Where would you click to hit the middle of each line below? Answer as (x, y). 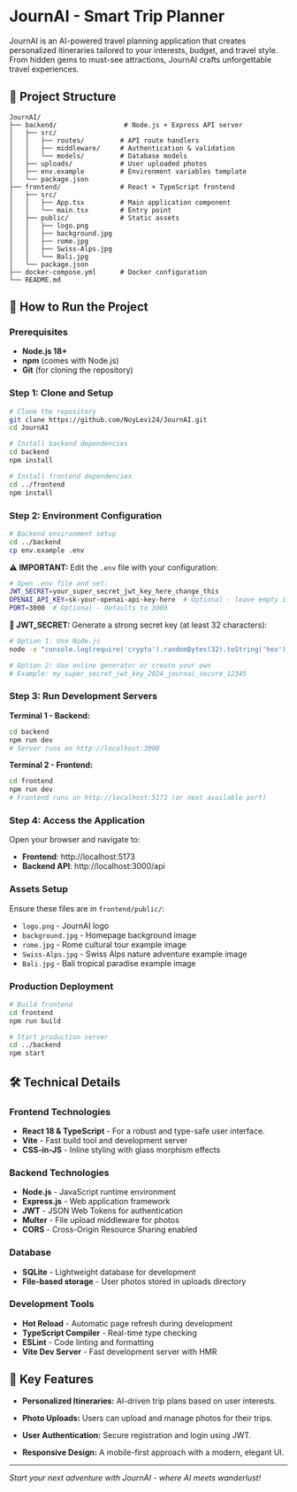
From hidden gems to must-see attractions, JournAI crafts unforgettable (141, 59)
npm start (27, 1054)
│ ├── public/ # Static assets (94, 218)
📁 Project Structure (63, 97)
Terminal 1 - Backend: (50, 715)
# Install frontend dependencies (71, 476)
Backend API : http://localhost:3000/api (93, 866)
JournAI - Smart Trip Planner (117, 16)
